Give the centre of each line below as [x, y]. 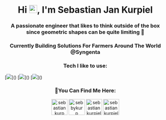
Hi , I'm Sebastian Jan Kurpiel [85, 10]
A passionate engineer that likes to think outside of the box [85, 26]
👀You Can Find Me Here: [85, 91]
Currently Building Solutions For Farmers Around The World [85, 46]
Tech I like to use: [85, 66]
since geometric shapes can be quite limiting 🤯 [85, 32]
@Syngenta [85, 52]
